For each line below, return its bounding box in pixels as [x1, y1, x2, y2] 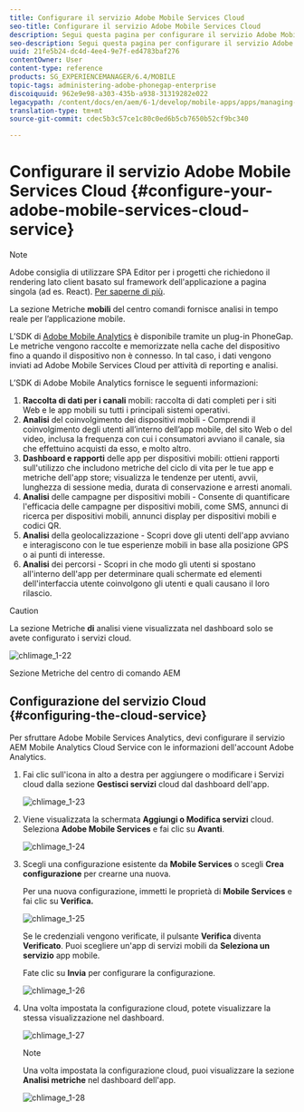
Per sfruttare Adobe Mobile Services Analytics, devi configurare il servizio [9, 732, 285, 743]
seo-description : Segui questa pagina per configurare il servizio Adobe [9, 38, 294, 48]
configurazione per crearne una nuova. [22, 868, 172, 879]
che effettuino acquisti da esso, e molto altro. [22, 444, 192, 454]
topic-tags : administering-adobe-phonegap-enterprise [9, 81, 217, 90]
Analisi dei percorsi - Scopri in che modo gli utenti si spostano [22, 559, 256, 570]
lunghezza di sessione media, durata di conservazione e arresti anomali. [22, 482, 292, 493]
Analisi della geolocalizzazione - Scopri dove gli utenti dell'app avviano [22, 530, 290, 541]
